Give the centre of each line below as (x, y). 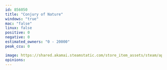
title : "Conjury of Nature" (34, 14)
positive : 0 (17, 33)
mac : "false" (19, 23)
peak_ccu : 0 (17, 46)
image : (12, 55)
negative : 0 (17, 37)
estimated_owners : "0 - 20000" (38, 42)
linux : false (19, 28)
